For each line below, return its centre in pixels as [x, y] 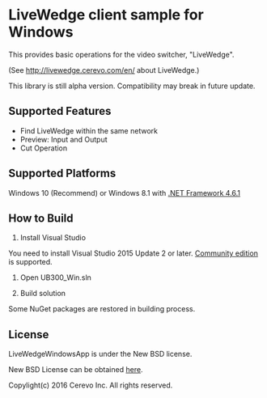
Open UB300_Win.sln [55, 277]
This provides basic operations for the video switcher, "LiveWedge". [121, 54]
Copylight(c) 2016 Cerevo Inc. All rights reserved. [91, 385]
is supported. [30, 262]
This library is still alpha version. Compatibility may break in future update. [132, 86]
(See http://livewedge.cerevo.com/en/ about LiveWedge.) [104, 70]
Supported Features [60, 111]
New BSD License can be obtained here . [76, 370]
